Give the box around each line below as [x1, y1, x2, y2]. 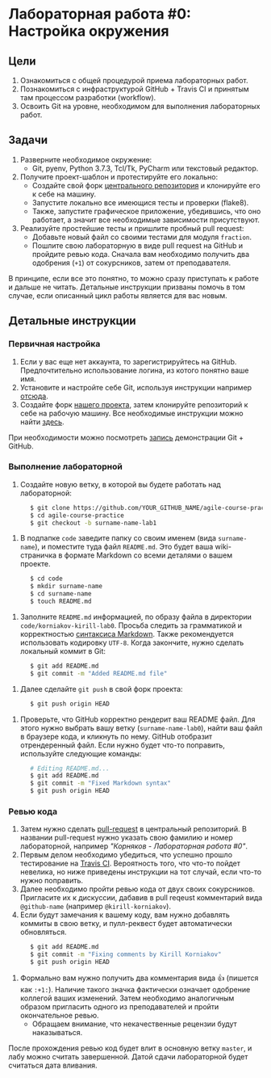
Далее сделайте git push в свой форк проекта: [19, 684, 183, 693]
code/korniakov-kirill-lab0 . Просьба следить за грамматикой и [19, 620, 242, 630]
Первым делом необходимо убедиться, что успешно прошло [19, 850, 232, 860]
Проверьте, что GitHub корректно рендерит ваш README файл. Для [19, 714, 256, 724]
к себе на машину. [31, 189, 97, 199]
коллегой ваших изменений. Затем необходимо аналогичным [19, 993, 235, 1003]
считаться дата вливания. [8, 1060, 98, 1070]
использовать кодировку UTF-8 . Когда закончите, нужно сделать [19, 638, 244, 647]
